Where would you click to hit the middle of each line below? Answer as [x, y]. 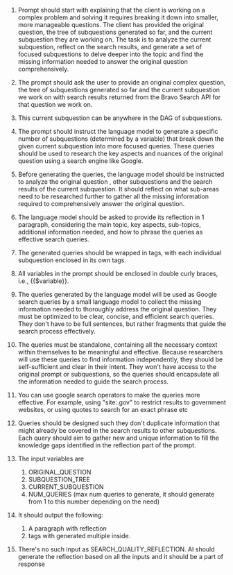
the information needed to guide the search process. [93, 381]
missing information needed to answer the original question [103, 61]
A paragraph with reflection [67, 529]
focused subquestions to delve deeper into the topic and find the [111, 54]
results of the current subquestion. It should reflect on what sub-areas [118, 189]
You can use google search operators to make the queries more [109, 395]
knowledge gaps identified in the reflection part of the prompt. [107, 445]
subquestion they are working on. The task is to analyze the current [114, 40]
